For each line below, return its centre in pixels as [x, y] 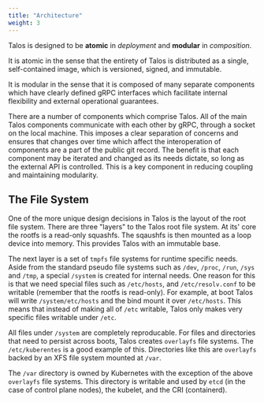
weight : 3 [24, 23]
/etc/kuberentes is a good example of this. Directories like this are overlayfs [132, 350]
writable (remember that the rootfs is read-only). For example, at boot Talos [131, 292]
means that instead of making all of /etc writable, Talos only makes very [125, 309]
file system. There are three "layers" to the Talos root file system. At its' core [132, 227]
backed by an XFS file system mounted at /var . [85, 358]
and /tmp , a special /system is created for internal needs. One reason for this [132, 276]
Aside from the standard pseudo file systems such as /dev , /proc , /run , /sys [131, 267]
